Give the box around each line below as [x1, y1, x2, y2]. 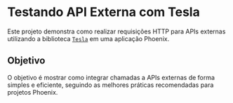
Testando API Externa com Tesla [7, 4, 200, 20]
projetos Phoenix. [7, 88, 58, 96]
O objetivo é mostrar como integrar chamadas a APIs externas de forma [7, 73, 215, 81]
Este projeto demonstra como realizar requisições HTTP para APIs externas [7, 27, 226, 35]
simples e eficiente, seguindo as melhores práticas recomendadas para [7, 81, 214, 89]
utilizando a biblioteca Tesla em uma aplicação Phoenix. [7, 34, 170, 42]
